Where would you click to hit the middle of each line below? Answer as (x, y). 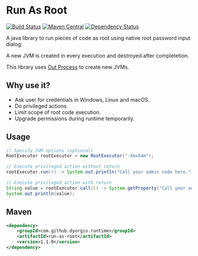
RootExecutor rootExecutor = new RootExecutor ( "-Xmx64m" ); (80, 156)
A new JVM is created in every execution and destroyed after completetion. (98, 55)
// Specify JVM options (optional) (50, 151)
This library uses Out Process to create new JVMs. (68, 67)
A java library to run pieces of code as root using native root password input (98, 38)
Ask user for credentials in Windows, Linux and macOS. (82, 99)
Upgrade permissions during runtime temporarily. (75, 118)
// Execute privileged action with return (59, 183)
